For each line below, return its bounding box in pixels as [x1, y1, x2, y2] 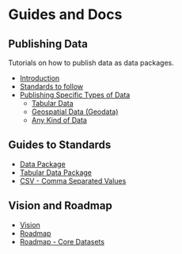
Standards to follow [19, 82, 84, 91]
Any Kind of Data [31, 116, 87, 124]
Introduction [19, 74, 60, 82]
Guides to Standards [8, 138, 112, 152]
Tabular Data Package [19, 168, 93, 177]
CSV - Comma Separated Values [19, 176, 127, 185]
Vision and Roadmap [8, 199, 112, 213]
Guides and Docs [8, 6, 123, 24]
